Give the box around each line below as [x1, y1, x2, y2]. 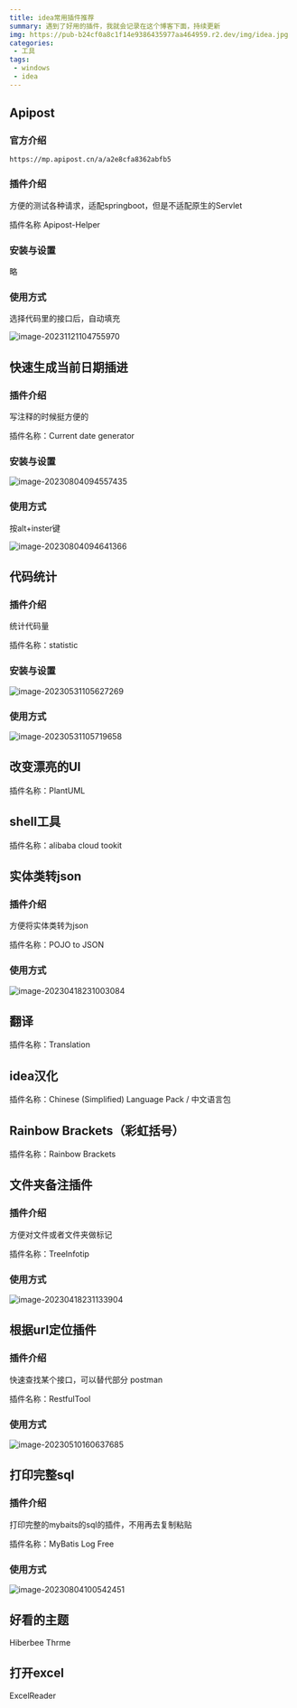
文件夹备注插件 [9, 1177, 93, 1193]
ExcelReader [9, 1690, 57, 1701]
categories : [9, 38, 54, 48]
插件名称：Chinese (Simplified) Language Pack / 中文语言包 [9, 1094, 232, 1105]
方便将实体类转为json [9, 920, 88, 931]
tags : [9, 55, 30, 64]
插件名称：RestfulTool [9, 1393, 91, 1404]
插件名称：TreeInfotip [9, 1248, 90, 1259]
